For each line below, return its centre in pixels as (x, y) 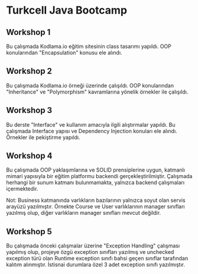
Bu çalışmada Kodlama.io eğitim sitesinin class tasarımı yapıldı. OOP (89, 46)
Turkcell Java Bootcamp (67, 10)
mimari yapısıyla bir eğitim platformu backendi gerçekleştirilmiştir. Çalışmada (99, 176)
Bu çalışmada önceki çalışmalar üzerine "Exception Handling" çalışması (93, 246)
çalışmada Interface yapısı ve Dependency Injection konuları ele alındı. (92, 131)
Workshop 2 (29, 71)
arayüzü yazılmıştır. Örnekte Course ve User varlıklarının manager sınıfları (95, 207)
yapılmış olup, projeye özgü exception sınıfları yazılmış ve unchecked (90, 252)
